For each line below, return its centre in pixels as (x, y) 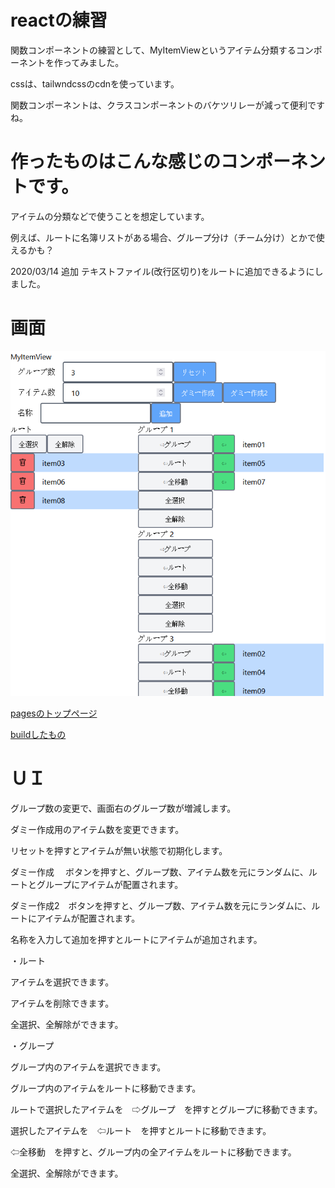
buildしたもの (38, 734)
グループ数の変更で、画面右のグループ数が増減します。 (123, 808)
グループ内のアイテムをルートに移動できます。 (106, 1088)
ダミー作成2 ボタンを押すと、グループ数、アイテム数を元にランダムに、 (161, 905)
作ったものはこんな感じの (116, 162)
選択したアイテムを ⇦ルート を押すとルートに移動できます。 (141, 1130)
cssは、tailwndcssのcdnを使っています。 (95, 83)
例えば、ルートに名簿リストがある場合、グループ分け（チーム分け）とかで (163, 237)
